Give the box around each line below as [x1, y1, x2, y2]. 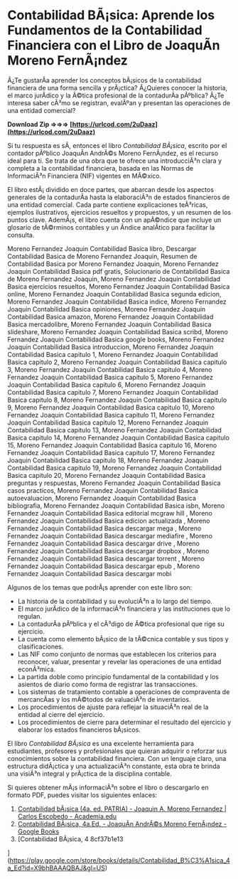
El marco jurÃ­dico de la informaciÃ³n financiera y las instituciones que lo [17, 604, 231, 613]
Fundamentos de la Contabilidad [7, 22, 202, 38]
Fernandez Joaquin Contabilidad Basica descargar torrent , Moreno [7, 554, 205, 563]
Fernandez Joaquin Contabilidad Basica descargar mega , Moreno [7, 523, 202, 533]
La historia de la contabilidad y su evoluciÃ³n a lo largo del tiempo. [17, 597, 213, 605]
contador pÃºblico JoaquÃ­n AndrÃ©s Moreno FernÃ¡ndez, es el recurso [7, 149, 219, 157]
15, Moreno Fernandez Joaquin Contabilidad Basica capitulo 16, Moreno [7, 441, 217, 449]
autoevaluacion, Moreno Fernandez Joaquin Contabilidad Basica [7, 494, 197, 502]
